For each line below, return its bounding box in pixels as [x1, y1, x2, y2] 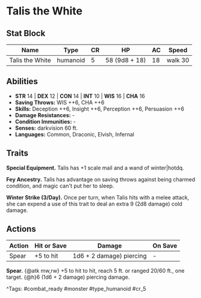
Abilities [6, 76, 38, 87]
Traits [6, 148, 29, 159]
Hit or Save [34, 242, 67, 250]
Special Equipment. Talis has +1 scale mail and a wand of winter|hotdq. [6, 164, 185, 171]
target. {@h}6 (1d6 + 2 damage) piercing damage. [6, 273, 130, 281]
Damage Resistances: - [14, 111, 75, 118]
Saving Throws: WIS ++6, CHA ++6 [14, 99, 105, 106]
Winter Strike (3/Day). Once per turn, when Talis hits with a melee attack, [6, 193, 190, 201]
